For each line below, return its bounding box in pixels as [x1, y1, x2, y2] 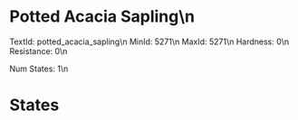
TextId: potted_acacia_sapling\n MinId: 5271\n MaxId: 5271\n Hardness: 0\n [9, 36, 290, 47]
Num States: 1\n [9, 63, 69, 74]
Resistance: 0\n [9, 45, 68, 56]
